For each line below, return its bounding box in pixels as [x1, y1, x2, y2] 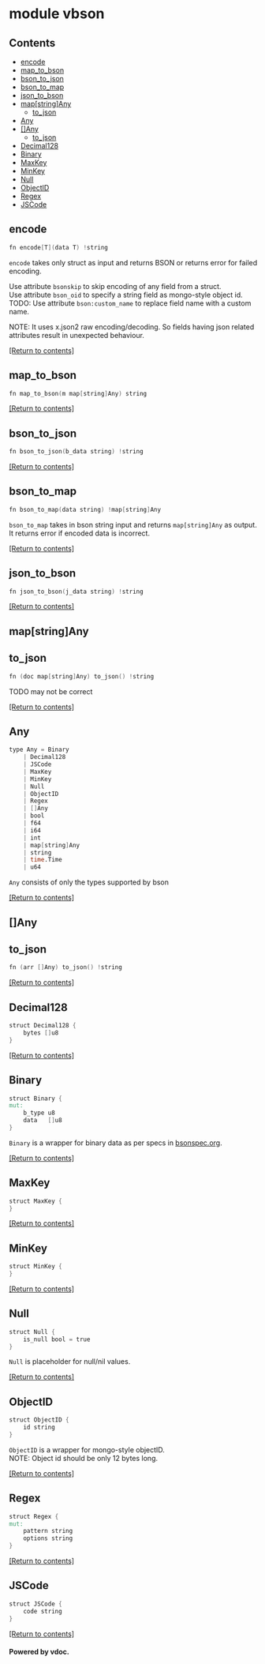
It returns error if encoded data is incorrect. [9, 528, 151, 538]
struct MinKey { [9, 1263, 62, 1271]
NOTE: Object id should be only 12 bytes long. [9, 1453, 159, 1463]
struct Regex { [9, 1512, 59, 1520]
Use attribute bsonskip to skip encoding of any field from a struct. [9, 281, 222, 291]
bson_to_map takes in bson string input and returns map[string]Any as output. [9, 520, 257, 529]
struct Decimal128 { [9, 1022, 77, 1030]
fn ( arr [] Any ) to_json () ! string [9, 963, 123, 971]
